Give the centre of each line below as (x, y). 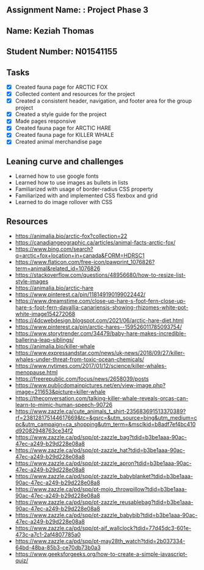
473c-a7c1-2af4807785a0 (48, 535)
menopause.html (36, 373)
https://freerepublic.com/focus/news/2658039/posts (82, 379)
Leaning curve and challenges (65, 161)
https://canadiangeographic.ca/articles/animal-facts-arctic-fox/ (95, 243)
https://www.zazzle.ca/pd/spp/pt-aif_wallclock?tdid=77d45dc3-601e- (103, 528)
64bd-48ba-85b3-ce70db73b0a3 (58, 548)
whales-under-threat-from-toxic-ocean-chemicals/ (80, 359)
